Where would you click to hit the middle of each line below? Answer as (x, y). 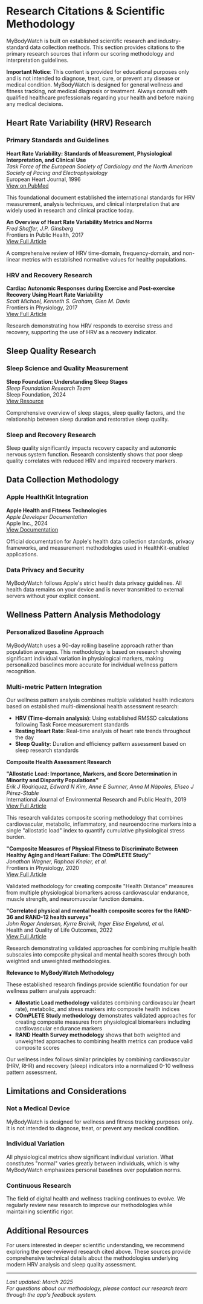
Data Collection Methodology (63, 480)
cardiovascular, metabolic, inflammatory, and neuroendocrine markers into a (101, 824)
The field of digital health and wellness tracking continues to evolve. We (96, 1199)
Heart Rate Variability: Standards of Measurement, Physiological (89, 153)
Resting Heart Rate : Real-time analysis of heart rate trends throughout (103, 731)
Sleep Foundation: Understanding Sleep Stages (67, 381)
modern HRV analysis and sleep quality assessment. (72, 1264)
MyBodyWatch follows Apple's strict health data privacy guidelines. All (94, 583)
